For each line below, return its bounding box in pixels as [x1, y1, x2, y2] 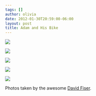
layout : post [5, 21, 32, 26]
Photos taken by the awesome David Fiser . [5, 85, 92, 91]
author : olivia [5, 12, 36, 17]
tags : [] [5, 7, 23, 12]
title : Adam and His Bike [5, 26, 58, 31]
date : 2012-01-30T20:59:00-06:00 [5, 16, 74, 21]
